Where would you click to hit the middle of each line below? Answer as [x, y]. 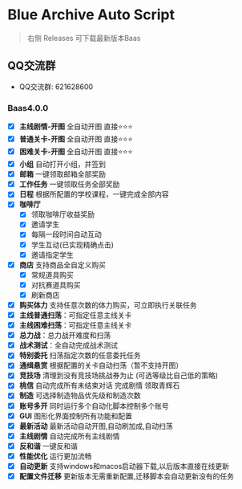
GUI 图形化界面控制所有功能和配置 [76, 416]
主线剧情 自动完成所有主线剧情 [69, 436]
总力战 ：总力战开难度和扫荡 [65, 336]
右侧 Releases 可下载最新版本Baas [84, 38]
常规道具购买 [52, 275]
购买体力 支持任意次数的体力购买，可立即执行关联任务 [108, 305]
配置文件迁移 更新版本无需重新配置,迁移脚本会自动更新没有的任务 [126, 476]
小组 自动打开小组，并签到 [62, 164]
